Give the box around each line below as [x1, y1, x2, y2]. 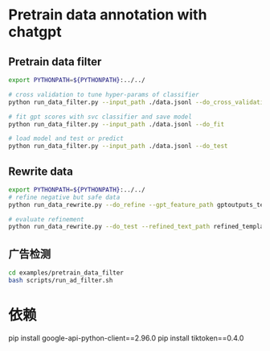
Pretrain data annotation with [8, 6, 207, 24]
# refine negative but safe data [8, 193, 121, 201]
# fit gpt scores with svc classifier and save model [8, 113, 193, 121]
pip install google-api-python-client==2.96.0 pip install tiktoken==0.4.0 [8, 332, 244, 343]
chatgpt [8, 23, 62, 41]
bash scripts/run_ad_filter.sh [8, 276, 113, 284]
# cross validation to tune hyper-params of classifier [8, 90, 199, 98]
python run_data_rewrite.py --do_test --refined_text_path [8, 223, 211, 231]
